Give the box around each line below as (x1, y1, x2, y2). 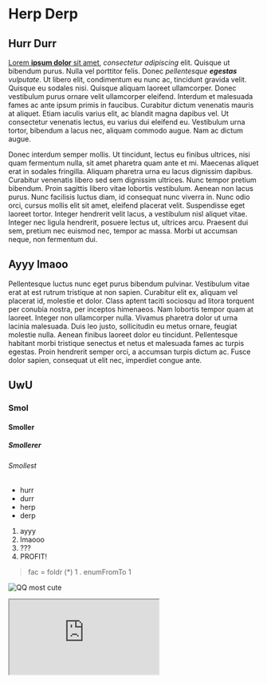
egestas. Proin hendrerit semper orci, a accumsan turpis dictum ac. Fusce (8, 347, 251, 356)
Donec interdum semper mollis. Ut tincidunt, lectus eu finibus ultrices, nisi (8, 149, 251, 159)
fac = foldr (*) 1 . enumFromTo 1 (27, 567, 132, 577)
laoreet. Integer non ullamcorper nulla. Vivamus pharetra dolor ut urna (8, 312, 238, 322)
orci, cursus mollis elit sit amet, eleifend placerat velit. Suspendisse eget (8, 201, 245, 210)
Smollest (8, 460, 37, 470)
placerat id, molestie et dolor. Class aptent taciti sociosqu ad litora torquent (8, 296, 255, 305)
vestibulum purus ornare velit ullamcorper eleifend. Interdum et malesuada (8, 92, 253, 101)
